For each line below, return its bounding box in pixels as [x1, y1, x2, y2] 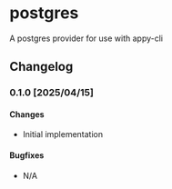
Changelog [9, 59, 74, 75]
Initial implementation [22, 129, 104, 140]
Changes [9, 108, 45, 120]
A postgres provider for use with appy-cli [9, 33, 164, 44]
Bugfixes [9, 150, 45, 161]
